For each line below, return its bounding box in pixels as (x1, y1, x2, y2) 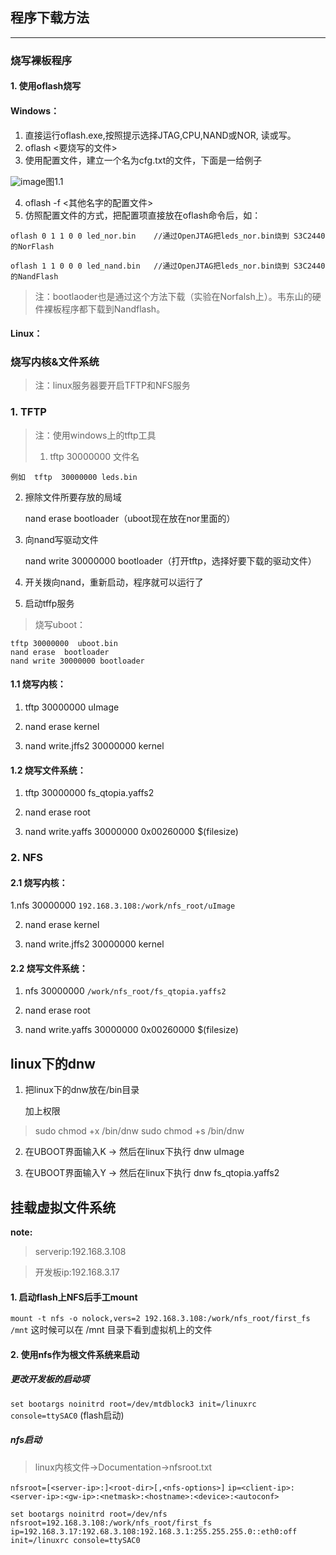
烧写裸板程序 (10, 53, 73, 67)
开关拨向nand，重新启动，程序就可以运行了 (24, 576, 204, 588)
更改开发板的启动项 (10, 1373, 90, 1385)
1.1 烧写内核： (10, 678, 67, 690)
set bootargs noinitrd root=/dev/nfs (10, 1509, 168, 1519)
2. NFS (10, 851, 43, 865)
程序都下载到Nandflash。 (61, 303, 166, 315)
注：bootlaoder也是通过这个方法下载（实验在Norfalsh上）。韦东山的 (34, 290, 313, 302)
